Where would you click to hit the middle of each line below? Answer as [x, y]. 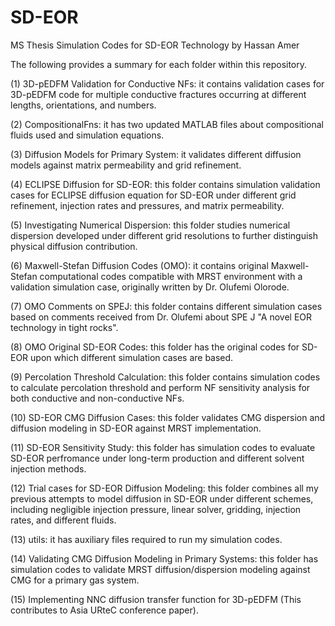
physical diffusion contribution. [74, 246]
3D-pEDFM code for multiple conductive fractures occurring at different [158, 94]
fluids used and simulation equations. [87, 135]
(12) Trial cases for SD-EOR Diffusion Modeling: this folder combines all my [164, 488]
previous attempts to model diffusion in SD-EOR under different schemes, [162, 498]
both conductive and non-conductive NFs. [97, 398]
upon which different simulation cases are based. [132, 357]
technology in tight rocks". [64, 327]
